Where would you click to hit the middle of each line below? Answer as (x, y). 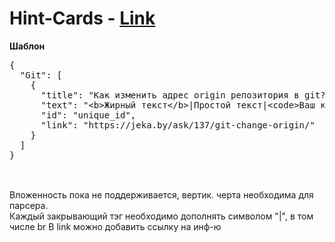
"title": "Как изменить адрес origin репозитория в (170, 95)
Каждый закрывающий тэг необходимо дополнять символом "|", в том (161, 216)
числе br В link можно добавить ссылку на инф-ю (115, 226)
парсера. (29, 205)
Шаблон (27, 46)
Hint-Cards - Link (82, 18)
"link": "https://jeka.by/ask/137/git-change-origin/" (178, 125)
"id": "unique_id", (88, 115)
